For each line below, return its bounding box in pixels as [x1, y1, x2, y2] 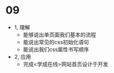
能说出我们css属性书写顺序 [23, 45, 90, 53]
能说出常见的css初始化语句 [23, 38, 90, 45]
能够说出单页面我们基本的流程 [23, 31, 96, 38]
